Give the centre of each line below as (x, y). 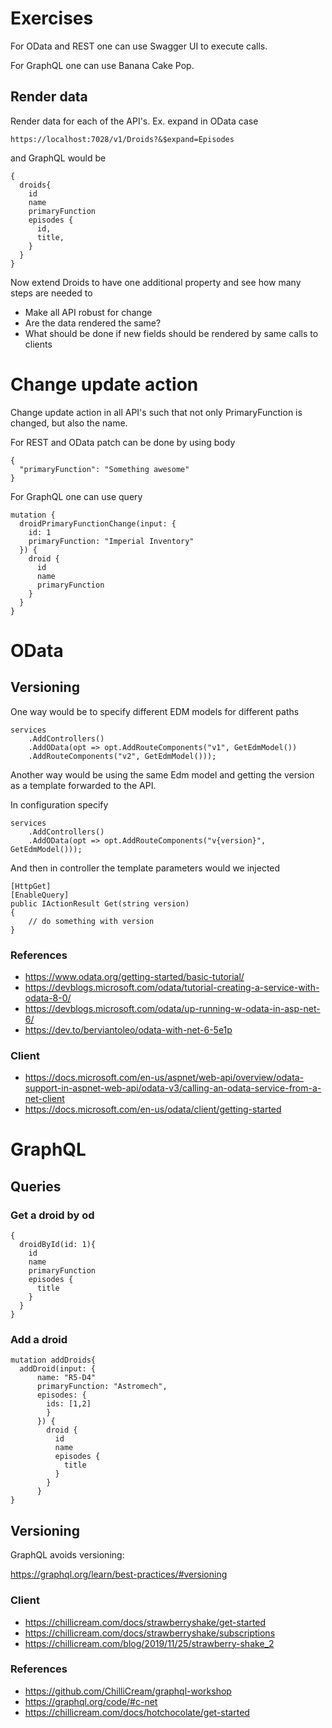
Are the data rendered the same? (93, 323)
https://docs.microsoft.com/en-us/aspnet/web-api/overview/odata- (164, 1078)
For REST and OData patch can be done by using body (123, 442)
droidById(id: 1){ (58, 1245)
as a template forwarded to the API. (83, 785)
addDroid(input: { (58, 1369)
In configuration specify (59, 804)
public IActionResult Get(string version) (100, 903)
